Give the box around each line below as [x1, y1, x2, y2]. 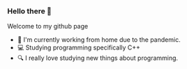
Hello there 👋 [7, 6, 52, 16]
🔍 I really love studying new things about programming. [17, 54, 179, 62]
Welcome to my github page [7, 22, 89, 31]
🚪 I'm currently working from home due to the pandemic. [17, 36, 181, 44]
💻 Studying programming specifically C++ [17, 43, 141, 52]
